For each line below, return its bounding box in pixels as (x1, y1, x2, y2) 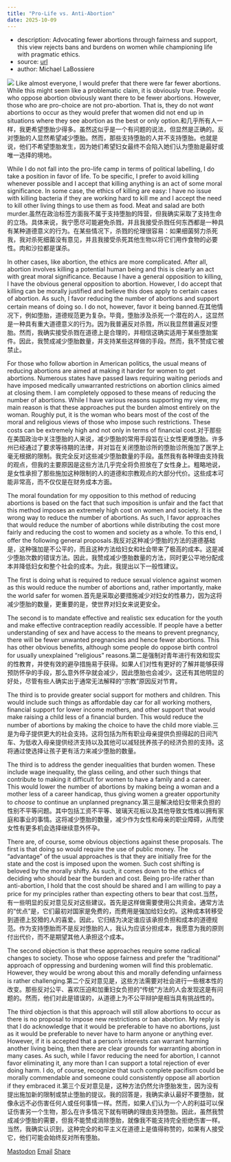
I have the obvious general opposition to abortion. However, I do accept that (7, 280, 222, 288)
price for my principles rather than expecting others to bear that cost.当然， (7, 889, 221, 898)
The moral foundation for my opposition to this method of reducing (7, 491, 197, 499)
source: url (16, 57, 48, 65)
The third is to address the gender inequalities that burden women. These (7, 760, 215, 769)
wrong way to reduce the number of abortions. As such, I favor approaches (7, 513, 221, 521)
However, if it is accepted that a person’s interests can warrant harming (7, 1037, 210, 1045)
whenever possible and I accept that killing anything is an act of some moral (7, 179, 223, 187)
